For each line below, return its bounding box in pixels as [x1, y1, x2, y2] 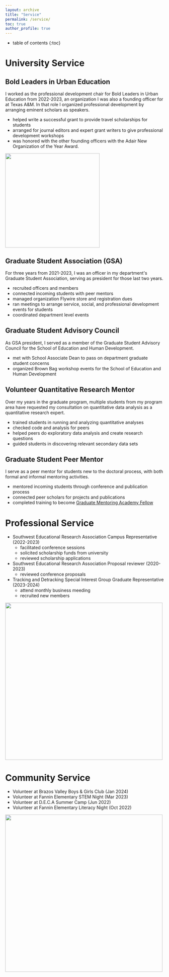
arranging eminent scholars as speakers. [5, 107, 90, 113]
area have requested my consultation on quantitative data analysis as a [5, 404, 152, 410]
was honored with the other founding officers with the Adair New [12, 138, 147, 144]
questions [12, 435, 34, 441]
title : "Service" [5, 12, 42, 17]
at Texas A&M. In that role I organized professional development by [5, 102, 144, 108]
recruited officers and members [12, 285, 79, 291]
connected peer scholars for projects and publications [12, 494, 125, 501]
